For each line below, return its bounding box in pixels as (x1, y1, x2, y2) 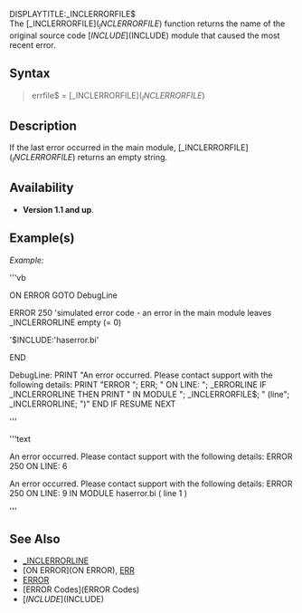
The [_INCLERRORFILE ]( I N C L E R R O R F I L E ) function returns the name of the (9, 18, 286, 31)
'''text (9, 433, 32, 444)
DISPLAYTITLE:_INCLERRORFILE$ (9, 9, 137, 19)
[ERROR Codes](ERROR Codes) (22, 584, 140, 595)
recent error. (9, 39, 56, 50)
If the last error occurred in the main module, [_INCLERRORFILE (9, 142, 246, 153)
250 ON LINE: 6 (9, 460, 68, 471)
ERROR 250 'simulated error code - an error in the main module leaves (9, 307, 272, 318)
